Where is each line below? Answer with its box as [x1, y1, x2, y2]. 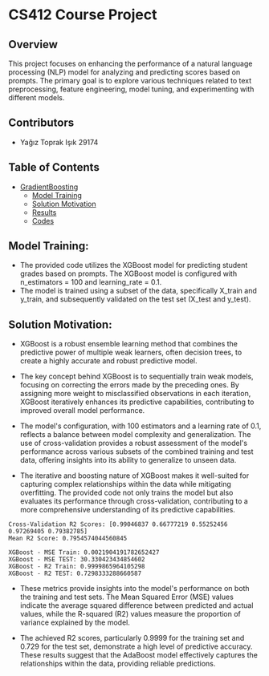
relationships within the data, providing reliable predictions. [19, 659, 216, 669]
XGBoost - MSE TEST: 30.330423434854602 [8, 556, 146, 564]
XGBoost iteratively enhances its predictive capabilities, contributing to [19, 397, 255, 407]
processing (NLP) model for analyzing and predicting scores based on [8, 67, 241, 77]
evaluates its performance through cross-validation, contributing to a [19, 496, 249, 506]
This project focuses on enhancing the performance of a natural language [8, 59, 253, 68]
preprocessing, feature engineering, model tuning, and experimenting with [8, 84, 255, 94]
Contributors [8, 116, 75, 130]
